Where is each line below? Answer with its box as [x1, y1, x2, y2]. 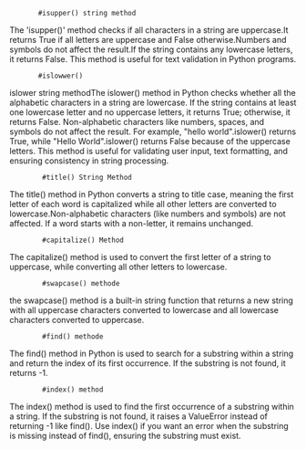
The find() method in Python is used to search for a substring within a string [9, 348, 294, 359]
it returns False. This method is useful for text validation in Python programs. [9, 54, 297, 64]
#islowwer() [37, 71, 84, 80]
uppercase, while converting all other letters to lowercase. [9, 261, 228, 272]
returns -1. [9, 368, 48, 378]
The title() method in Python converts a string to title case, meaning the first [9, 189, 294, 200]
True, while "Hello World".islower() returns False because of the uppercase [9, 136, 291, 146]
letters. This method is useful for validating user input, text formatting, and [9, 146, 289, 156]
